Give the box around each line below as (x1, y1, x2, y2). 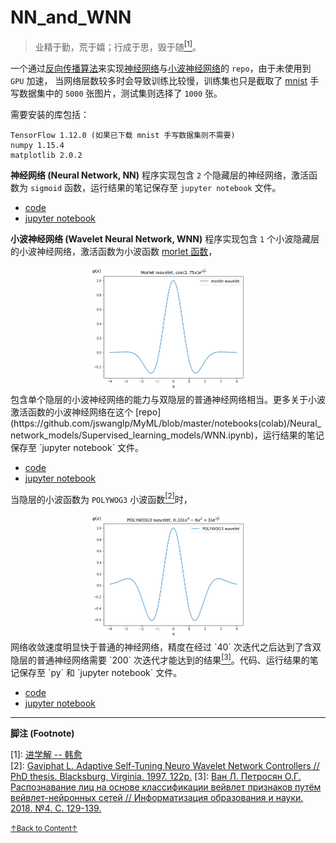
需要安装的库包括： (10, 108, 90, 120)
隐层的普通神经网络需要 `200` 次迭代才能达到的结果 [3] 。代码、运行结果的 (10, 652, 310, 666)
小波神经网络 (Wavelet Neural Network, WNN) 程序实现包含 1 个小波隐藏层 (10, 232, 320, 245)
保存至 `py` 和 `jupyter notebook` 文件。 (18, 666, 183, 678)
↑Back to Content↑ (10, 823, 78, 833)
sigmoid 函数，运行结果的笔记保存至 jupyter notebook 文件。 (29, 181, 282, 193)
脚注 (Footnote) (10, 727, 75, 739)
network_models (10, 429, 80, 441)
